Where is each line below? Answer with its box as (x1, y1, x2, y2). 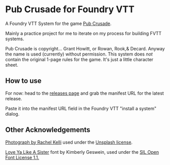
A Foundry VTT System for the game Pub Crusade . (5, 20, 112, 26)
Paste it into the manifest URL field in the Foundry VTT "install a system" (5, 105, 156, 112)
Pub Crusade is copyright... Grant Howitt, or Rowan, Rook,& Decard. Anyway (5, 45, 165, 51)
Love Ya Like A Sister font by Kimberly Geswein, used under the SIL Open (5, 149, 159, 155)
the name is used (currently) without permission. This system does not (5, 51, 153, 57)
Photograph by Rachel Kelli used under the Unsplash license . (5, 139, 133, 145)
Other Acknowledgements (5, 126, 90, 134)
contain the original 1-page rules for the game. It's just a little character (5, 56, 154, 62)
